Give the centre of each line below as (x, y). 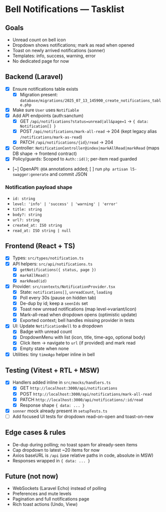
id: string (24, 199)
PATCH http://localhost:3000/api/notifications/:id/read (81, 399)
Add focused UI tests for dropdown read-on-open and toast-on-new (83, 416)
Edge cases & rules (35, 433)
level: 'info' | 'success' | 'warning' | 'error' (65, 204)
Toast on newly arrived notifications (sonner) (59, 50)
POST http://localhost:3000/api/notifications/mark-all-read (86, 394)
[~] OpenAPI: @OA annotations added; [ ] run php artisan (70, 169)
